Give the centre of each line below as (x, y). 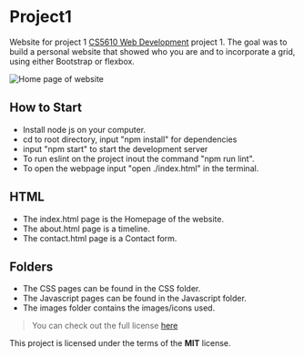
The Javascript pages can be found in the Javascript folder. (135, 299)
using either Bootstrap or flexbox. (72, 61)
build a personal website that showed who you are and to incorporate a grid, (152, 51)
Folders (31, 266)
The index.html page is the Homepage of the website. (123, 219)
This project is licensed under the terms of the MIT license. (120, 343)
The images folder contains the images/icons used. (119, 308)
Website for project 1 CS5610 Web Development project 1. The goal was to (148, 42)
